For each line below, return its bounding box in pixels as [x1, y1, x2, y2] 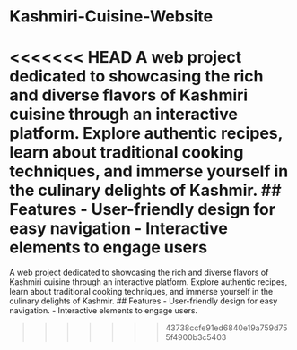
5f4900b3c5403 [165, 332, 227, 343]
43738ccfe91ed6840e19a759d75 [165, 322, 288, 333]
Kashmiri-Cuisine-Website [9, 6, 214, 27]
